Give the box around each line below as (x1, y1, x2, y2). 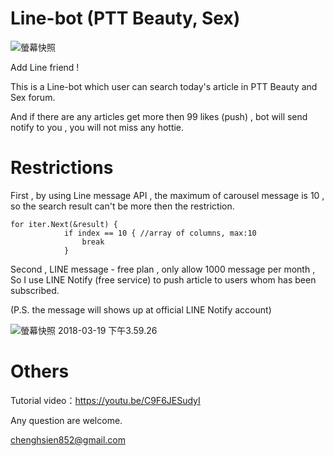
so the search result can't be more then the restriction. (10, 200, 235, 212)
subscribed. (10, 284, 60, 296)
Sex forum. (10, 91, 56, 103)
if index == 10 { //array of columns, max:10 (63, 228, 257, 238)
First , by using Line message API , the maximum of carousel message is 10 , (10, 189, 325, 201)
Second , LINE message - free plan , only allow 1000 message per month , (10, 263, 316, 275)
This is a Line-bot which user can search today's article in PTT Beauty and (10, 80, 318, 92)
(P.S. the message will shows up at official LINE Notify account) (10, 303, 272, 316)
